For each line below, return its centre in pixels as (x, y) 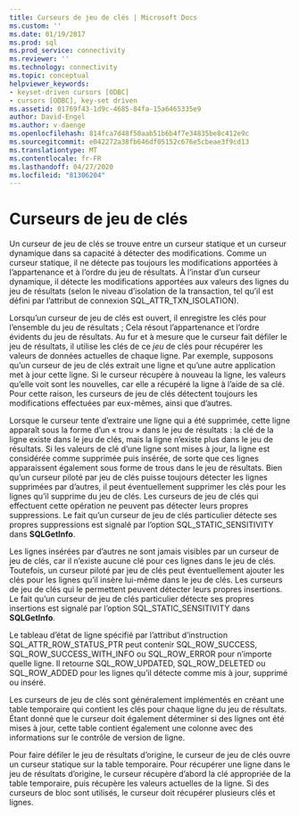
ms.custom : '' (36, 26)
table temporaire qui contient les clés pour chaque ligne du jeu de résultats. (148, 709)
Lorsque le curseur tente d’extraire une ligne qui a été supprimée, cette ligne (150, 421)
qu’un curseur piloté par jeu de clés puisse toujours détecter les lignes (138, 477)
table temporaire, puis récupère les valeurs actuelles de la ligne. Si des (139, 783)
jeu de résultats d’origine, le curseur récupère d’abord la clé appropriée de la (150, 774)
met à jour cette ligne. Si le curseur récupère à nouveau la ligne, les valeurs (148, 375)
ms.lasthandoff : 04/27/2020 (62, 167)
